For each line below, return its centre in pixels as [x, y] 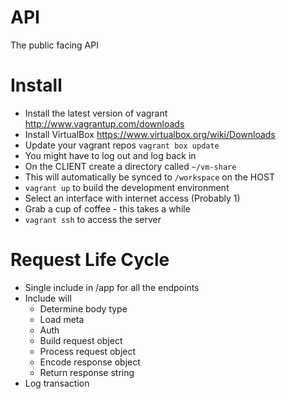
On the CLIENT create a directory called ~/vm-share [130, 166]
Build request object [81, 340]
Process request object [88, 351]
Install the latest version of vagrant [96, 113]
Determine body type [83, 308]
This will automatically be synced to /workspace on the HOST [149, 177]
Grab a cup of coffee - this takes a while [107, 208]
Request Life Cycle [90, 260]
